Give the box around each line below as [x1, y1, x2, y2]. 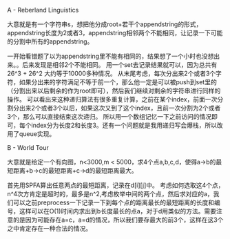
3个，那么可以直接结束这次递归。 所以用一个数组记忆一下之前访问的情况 [7, 113, 212, 120]
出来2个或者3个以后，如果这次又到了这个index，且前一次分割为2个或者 [19, 104, 221, 112]
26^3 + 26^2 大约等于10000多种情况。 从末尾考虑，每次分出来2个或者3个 [7, 69, 216, 77]
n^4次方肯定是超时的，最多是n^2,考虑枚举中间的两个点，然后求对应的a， [7, 190, 213, 198]
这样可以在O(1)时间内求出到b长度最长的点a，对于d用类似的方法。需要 [19, 207, 217, 215]
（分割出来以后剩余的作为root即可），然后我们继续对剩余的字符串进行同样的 [7, 86, 221, 95]
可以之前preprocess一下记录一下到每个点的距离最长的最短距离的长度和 [12, 198, 215, 207]
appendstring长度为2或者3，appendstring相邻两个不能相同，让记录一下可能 [7, 29, 223, 37]
